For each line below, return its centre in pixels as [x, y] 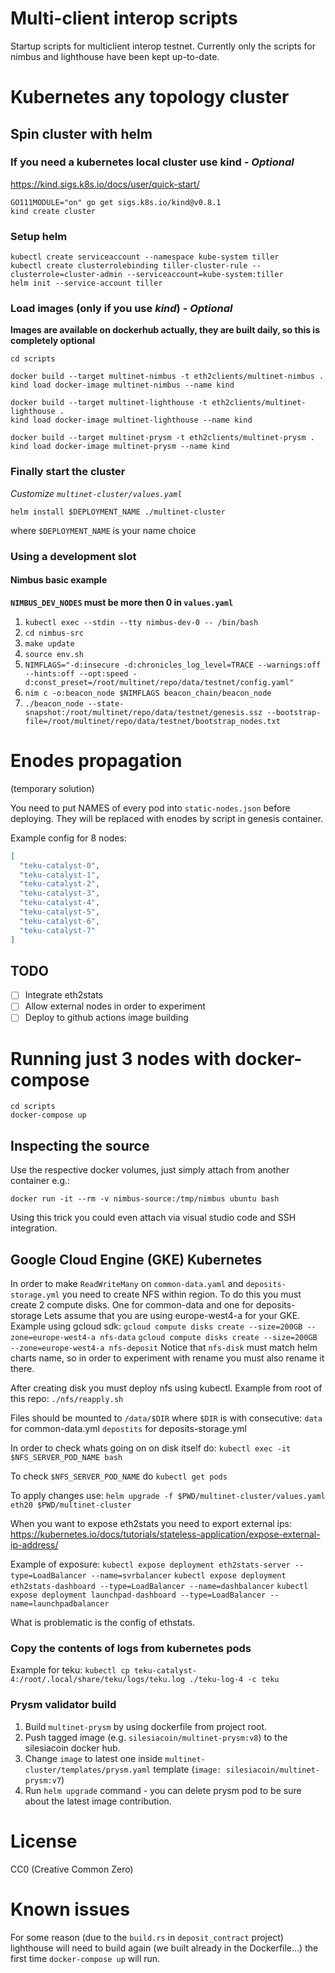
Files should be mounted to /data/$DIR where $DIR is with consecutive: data [166, 1418]
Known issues [70, 1909]
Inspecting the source [80, 1145]
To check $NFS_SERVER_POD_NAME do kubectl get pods [119, 1476]
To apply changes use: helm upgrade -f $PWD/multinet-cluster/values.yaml [168, 1496]
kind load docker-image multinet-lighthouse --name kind [131, 420]
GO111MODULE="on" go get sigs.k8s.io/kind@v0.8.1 [116, 202]
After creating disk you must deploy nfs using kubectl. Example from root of [166, 1388]
